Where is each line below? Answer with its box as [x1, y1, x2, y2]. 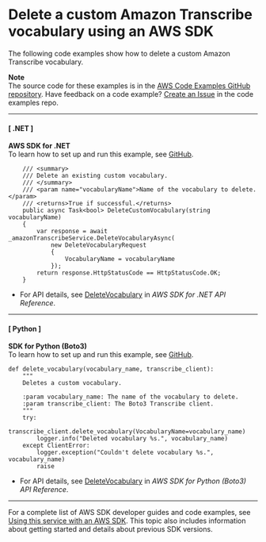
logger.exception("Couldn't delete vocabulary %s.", [36, 448, 215, 457]
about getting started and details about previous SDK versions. [8, 525, 213, 534]
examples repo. [8, 98, 59, 107]
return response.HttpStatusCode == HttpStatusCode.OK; [36, 269, 222, 277]
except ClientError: [22, 442, 90, 450]
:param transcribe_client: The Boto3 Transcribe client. [22, 400, 215, 408]
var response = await [36, 228, 108, 236]
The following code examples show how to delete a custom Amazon [8, 48, 231, 58]
